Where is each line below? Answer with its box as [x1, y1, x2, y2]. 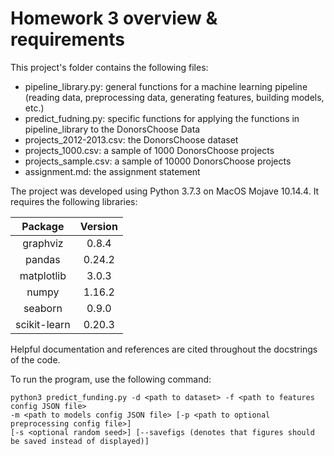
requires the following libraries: [10, 195, 138, 207]
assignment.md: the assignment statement [24, 165, 201, 177]
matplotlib [19, 268, 67, 282]
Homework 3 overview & [10, 7, 218, 30]
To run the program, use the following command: [10, 373, 212, 385]
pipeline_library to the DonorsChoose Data [24, 123, 201, 135]
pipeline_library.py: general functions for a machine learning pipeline [24, 80, 308, 92]
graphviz [22, 236, 64, 250]
